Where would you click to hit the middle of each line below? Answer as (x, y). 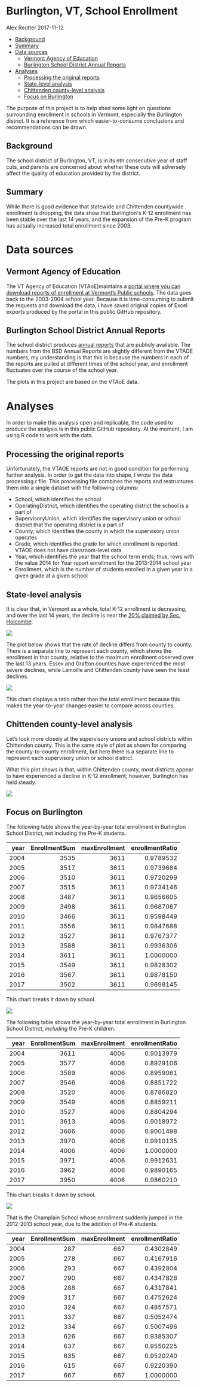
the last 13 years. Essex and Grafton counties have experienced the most (96, 664)
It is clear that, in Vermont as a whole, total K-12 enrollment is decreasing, (96, 608)
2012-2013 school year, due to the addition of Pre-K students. (82, 1224)
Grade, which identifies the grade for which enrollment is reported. (97, 544)
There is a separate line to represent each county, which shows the (89, 650)
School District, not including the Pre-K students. (66, 833)
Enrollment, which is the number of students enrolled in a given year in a (104, 570)
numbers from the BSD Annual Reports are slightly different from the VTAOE (99, 351)
